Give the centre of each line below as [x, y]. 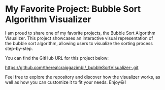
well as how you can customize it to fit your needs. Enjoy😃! [66, 82]
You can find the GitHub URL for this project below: [57, 58]
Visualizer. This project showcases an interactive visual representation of [79, 38]
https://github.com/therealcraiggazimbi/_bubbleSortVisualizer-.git [72, 67]
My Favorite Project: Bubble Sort [73, 9]
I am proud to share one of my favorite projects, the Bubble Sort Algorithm [80, 33]
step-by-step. [19, 48]
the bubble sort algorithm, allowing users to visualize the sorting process [79, 43]
